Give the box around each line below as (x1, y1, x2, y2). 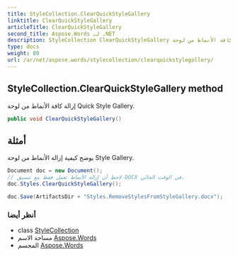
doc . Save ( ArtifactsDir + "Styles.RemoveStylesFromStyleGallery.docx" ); (7, 193, 223, 200)
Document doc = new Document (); (7, 167, 103, 174)
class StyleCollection (17, 226, 79, 234)
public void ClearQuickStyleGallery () (7, 115, 122, 122)
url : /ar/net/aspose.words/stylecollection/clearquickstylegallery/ (7, 57, 214, 64)
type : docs (7, 43, 40, 50)
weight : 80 (7, 50, 40, 57)
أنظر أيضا (7, 210, 36, 219)
